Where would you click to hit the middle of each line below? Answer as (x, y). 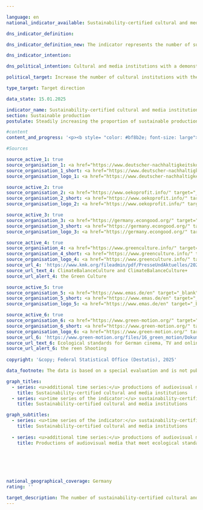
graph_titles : (24, 381)
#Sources (17, 148)
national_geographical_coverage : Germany (59, 481)
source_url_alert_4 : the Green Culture (56, 276)
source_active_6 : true (35, 315)
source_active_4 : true (35, 243)
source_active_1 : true (35, 159)
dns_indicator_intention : (39, 56)
